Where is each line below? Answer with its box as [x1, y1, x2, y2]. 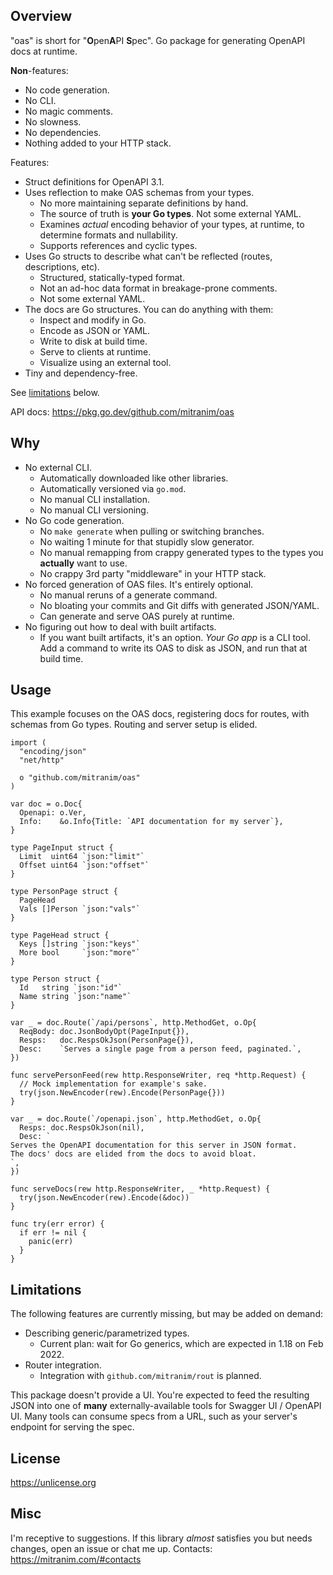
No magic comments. [24, 105, 113, 117]
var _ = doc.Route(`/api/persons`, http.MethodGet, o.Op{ [10, 1018, 257, 1028]
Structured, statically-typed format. [39, 271, 186, 283]
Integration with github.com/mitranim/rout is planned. [39, 1370, 262, 1382]
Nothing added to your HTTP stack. [24, 137, 172, 149]
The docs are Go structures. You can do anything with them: [24, 303, 274, 315]
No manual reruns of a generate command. [39, 589, 218, 601]
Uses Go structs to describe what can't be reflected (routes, [24, 250, 273, 262]
